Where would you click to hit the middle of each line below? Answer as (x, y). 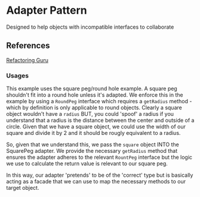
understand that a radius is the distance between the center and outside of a (100, 121)
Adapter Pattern (47, 10)
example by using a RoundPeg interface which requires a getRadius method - (99, 101)
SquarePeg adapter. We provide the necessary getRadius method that (92, 151)
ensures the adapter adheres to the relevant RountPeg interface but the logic (99, 157)
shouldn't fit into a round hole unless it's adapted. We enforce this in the (95, 95)
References (28, 46)
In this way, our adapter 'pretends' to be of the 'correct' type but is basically (100, 175)
